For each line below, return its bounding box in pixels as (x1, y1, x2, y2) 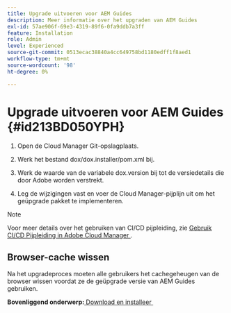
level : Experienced (7, 42, 64, 49)
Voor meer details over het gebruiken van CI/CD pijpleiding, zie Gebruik (7, 223, 212, 232)
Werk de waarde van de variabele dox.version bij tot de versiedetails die (17, 169, 225, 177)
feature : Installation (7, 29, 73, 37)
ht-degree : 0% (7, 68, 49, 75)
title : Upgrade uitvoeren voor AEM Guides (7, 10, 132, 17)
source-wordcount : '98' (7, 62, 77, 69)
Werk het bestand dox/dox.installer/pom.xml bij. (17, 155, 155, 164)
